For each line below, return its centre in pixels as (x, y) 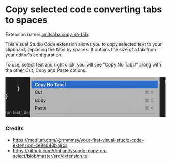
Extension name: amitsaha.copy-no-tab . (47, 34)
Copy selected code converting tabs (84, 9)
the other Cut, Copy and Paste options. (46, 70)
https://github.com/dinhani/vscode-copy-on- (60, 150)
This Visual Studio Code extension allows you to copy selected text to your (83, 44)
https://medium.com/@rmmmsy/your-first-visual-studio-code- (78, 140)
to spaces (26, 20)
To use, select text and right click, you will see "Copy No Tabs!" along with (83, 64)
